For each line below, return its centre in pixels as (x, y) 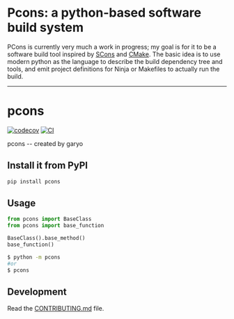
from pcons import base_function (56, 226)
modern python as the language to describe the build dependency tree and (115, 61)
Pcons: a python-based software (104, 13)
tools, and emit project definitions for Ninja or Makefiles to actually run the (114, 69)
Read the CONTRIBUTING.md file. (56, 309)
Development (37, 292)
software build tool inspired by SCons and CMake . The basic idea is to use (114, 54)
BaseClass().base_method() (46, 238)
